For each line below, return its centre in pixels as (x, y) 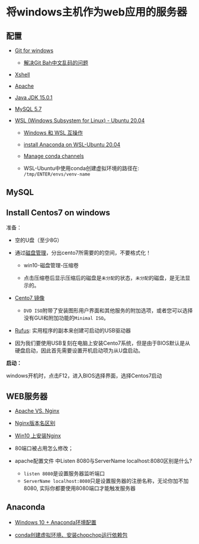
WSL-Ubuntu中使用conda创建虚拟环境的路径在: (81, 168)
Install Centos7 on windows (58, 212)
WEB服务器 (27, 396)
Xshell (22, 74)
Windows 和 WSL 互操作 (53, 133)
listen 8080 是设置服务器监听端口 (64, 473)
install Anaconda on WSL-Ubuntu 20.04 (72, 145)
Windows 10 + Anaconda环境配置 (55, 522)
